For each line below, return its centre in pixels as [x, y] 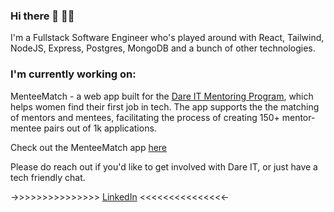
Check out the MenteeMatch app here [89, 147]
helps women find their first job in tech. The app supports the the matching [165, 106]
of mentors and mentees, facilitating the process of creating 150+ [145, 117]
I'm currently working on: [73, 74]
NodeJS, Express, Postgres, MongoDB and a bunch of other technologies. [163, 48]
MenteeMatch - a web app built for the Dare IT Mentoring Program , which [162, 96]
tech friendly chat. [48, 177]
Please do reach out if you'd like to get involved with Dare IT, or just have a [164, 166]
